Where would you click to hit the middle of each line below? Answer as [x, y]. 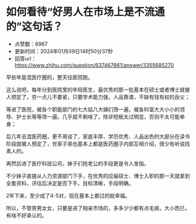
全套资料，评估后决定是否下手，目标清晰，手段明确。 [70, 183]
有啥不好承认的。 [27, 215]
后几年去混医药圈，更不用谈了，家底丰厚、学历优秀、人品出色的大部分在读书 [98, 136]
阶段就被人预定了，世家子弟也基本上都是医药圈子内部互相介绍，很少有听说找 [98, 143]
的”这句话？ [34, 27]
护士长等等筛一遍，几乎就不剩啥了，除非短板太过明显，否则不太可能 [98, 116]
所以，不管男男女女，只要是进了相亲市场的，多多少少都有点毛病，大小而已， [98, 208]
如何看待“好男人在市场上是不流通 [85, 12]
